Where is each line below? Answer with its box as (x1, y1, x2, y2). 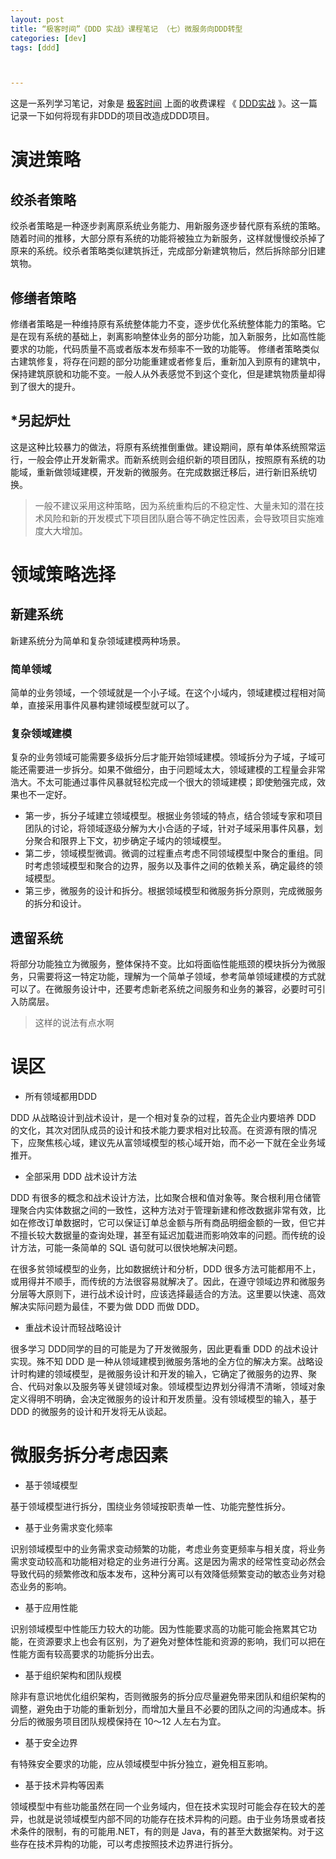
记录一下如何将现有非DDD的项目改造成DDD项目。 (10, 110, 215, 122)
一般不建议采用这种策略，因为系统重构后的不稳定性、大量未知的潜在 (34, 499, 316, 511)
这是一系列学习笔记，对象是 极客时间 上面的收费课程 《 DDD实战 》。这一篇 (10, 97, 318, 110)
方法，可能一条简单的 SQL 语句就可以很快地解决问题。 (18, 1242, 243, 1254)
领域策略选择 (10, 564, 117, 586)
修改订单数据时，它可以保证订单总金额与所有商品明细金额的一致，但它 (27, 1217, 317, 1229)
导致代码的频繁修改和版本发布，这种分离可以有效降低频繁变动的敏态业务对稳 (10, 1568, 326, 1580)
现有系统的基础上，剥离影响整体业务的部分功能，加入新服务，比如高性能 (27, 331, 326, 343)
